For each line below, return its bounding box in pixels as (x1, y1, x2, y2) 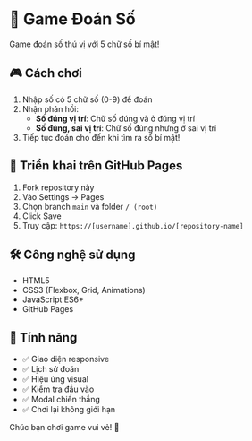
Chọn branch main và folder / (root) (21, 201, 158, 212)
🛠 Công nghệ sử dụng (9, 246, 136, 262)
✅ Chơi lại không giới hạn (21, 404, 116, 415)
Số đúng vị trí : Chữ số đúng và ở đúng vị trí (35, 113, 195, 124)
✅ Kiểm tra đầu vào (21, 384, 95, 394)
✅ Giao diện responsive (21, 354, 110, 365)
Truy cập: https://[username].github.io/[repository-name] (21, 220, 244, 230)
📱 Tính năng (9, 330, 78, 345)
